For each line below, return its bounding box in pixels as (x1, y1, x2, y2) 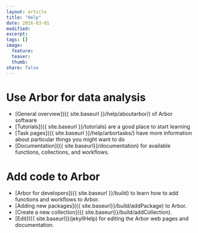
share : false (6, 64, 39, 71)
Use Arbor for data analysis (6, 91, 146, 104)
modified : (6, 25, 31, 32)
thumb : (11, 59, 28, 65)
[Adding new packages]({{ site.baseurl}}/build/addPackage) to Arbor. (14, 202, 187, 210)
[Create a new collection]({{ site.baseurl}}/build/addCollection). (14, 208, 172, 216)
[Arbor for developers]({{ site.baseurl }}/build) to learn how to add (14, 190, 179, 197)
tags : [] (6, 37, 28, 43)
